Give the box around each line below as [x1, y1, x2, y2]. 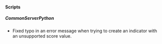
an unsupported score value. [12, 33, 72, 39]
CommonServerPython [5, 15, 54, 21]
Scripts [5, 4, 21, 10]
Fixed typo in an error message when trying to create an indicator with [12, 28, 157, 34]
